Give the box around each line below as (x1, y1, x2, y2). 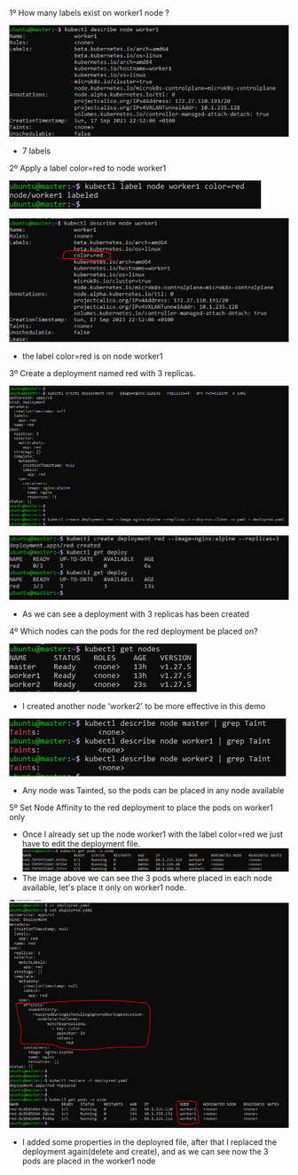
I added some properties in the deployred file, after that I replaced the (21, 1136, 278, 1147)
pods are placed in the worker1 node (21, 1155, 156, 1166)
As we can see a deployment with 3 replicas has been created (21, 608, 250, 619)
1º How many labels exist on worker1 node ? (9, 8, 170, 18)
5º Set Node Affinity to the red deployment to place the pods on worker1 (9, 802, 273, 813)
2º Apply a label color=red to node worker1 (9, 162, 167, 173)
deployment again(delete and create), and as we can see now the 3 (21, 1146, 269, 1156)
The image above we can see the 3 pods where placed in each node (21, 872, 273, 883)
